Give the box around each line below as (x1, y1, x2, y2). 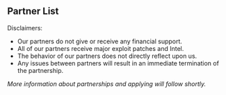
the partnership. (17, 66, 64, 74)
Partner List (7, 6, 59, 17)
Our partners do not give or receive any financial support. (17, 37, 183, 45)
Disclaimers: (7, 23, 43, 32)
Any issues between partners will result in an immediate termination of (17, 59, 219, 67)
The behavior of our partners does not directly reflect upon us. (17, 52, 197, 60)
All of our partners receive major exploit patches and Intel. (17, 44, 184, 52)
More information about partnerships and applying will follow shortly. (7, 79, 207, 88)
